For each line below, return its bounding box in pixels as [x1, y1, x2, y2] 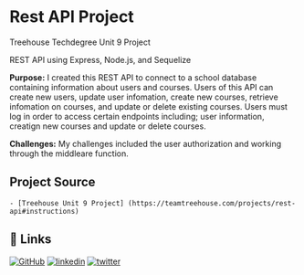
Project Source [9, 175, 96, 190]
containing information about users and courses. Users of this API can [9, 81, 274, 92]
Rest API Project [9, 6, 134, 27]
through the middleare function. [9, 148, 130, 159]
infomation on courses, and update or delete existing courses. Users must [9, 100, 288, 111]
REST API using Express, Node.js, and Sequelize [9, 54, 192, 65]
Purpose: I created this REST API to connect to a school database [9, 71, 257, 83]
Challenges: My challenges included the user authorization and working [9, 138, 282, 149]
